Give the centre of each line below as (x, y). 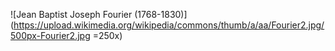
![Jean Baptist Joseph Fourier (71, 14)
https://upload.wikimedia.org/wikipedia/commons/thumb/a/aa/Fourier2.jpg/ (169, 25)
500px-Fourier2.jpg (50, 35)
